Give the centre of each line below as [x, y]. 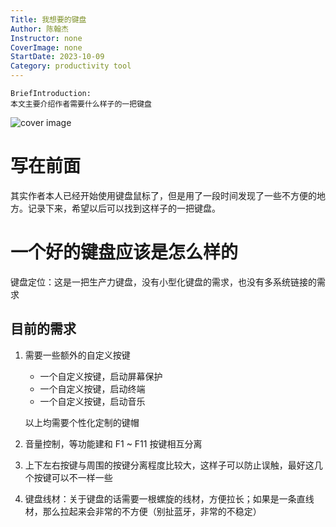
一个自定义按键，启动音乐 [92, 401]
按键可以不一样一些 [73, 477]
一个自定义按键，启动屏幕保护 [101, 376]
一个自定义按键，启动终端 [92, 388]
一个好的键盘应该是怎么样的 [124, 252]
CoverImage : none [46, 47]
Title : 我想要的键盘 [48, 19]
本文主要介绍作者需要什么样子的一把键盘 [81, 104]
